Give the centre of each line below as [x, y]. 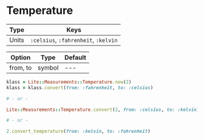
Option [21, 57]
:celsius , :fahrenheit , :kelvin [74, 40]
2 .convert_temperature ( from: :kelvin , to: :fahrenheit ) [78, 132]
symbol [48, 67]
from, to [21, 67]
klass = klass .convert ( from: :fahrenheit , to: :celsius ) [80, 88]
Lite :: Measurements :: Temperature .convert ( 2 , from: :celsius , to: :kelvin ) [103, 110]
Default [76, 57]
